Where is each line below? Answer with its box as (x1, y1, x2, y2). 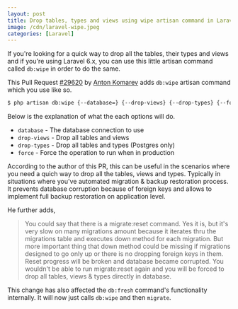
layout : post (7, 10, 46, 18)
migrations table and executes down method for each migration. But (24, 235, 224, 243)
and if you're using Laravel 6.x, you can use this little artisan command (7, 57, 213, 66)
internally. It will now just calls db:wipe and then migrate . (7, 293, 171, 302)
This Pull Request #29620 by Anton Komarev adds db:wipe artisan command (7, 78, 231, 87)
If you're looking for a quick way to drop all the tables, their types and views (7, 49, 229, 58)
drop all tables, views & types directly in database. (24, 272, 172, 281)
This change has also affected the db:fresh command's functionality (7, 286, 208, 294)
